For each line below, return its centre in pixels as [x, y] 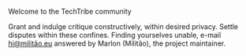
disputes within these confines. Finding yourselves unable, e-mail [115, 35]
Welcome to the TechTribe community [70, 11]
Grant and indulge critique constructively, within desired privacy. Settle [123, 26]
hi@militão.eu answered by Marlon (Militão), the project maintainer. [117, 43]
